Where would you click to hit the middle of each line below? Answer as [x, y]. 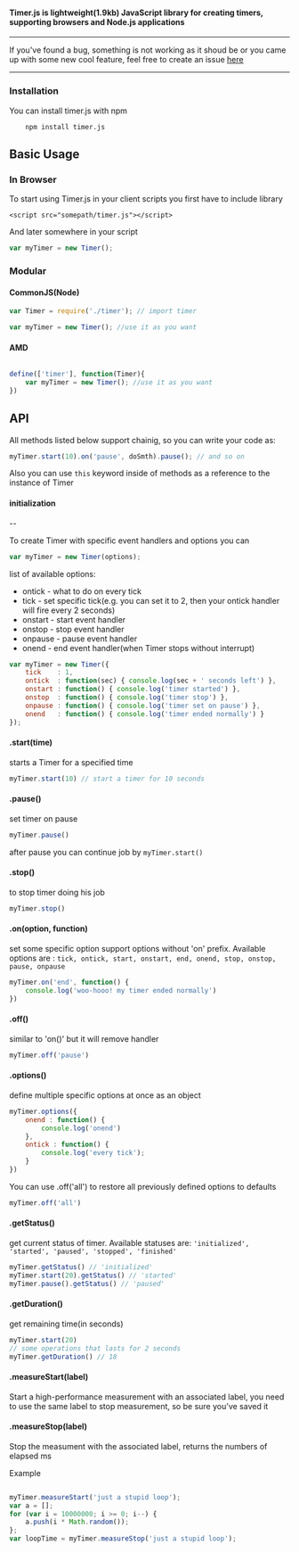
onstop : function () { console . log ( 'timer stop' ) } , [127, 698]
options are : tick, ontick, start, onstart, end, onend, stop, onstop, [143, 958]
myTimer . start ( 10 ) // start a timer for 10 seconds [107, 779]
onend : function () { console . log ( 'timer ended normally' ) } [145, 714]
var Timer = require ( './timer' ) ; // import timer [103, 311]
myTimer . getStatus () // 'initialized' [81, 1267]
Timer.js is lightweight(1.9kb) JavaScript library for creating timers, [137, 12]
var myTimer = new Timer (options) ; [75, 557]
